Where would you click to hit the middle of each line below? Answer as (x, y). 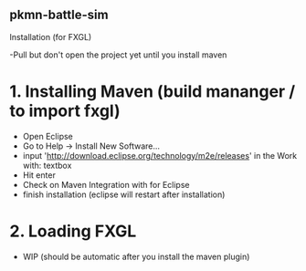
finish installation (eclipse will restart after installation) (124, 194)
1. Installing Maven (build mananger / (153, 91)
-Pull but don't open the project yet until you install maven (118, 55)
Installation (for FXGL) (51, 36)
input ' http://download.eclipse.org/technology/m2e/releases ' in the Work (160, 155)
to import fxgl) (65, 111)
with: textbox (47, 165)
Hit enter (39, 175)
